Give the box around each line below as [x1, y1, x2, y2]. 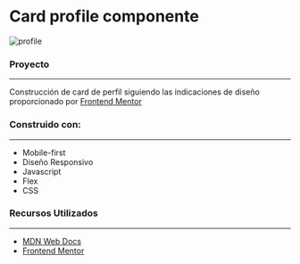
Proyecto [9, 58, 50, 70]
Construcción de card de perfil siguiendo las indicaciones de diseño [9, 87, 261, 97]
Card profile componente [9, 6, 199, 27]
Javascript [21, 166, 62, 177]
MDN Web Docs [21, 235, 82, 246]
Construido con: [9, 119, 82, 131]
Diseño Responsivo [21, 156, 94, 167]
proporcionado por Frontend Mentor [9, 96, 143, 107]
